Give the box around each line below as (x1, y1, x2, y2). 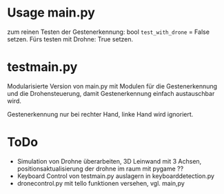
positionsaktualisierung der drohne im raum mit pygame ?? (17, 164, 184, 173)
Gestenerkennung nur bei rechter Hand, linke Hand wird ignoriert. (7, 110, 194, 118)
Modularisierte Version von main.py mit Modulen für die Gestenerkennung (7, 81, 218, 90)
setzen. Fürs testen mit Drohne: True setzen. (7, 35, 133, 43)
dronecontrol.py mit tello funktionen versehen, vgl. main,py (17, 179, 185, 187)
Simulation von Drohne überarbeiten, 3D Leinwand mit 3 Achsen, (17, 157, 202, 165)
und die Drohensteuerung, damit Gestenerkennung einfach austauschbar (7, 89, 215, 97)
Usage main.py (7, 5, 95, 21)
